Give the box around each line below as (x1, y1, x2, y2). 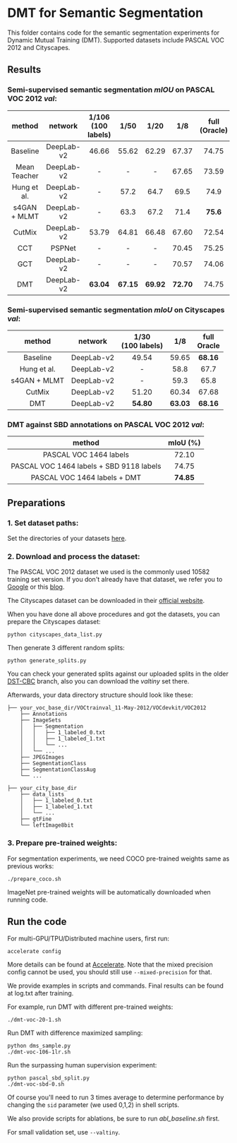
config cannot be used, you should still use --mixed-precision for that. (7, 968, 212, 976)
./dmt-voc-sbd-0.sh (7, 1081, 65, 1088)
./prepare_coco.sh (7, 875, 61, 882)
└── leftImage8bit (20, 822, 74, 829)
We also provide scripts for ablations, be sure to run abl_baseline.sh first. (7, 1114, 220, 1123)
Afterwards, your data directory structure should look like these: (7, 690, 193, 700)
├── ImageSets (20, 717, 61, 724)
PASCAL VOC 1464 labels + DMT (30, 473, 142, 483)
